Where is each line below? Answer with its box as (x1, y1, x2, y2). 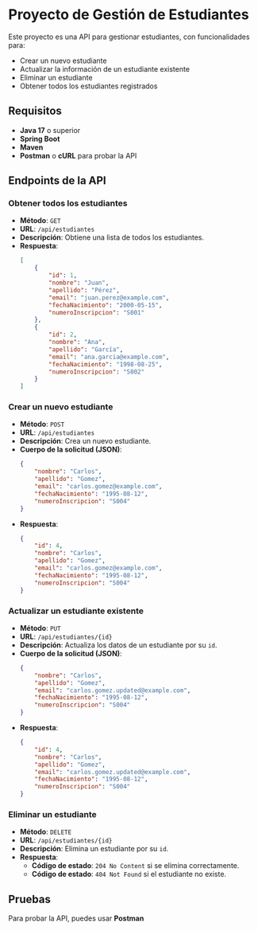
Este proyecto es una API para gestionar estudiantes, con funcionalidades (8, 32, 250, 41)
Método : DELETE (19, 827, 72, 837)
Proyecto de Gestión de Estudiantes (8, 6, 249, 24)
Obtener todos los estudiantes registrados (19, 81, 158, 91)
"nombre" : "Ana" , (48, 338, 106, 346)
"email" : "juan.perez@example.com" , (48, 293, 170, 302)
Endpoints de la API (8, 174, 106, 188)
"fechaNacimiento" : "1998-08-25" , (48, 360, 163, 368)
